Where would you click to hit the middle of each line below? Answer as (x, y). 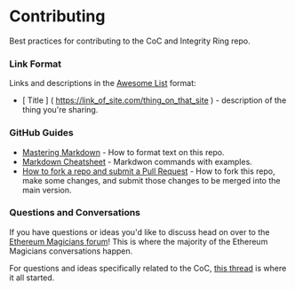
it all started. (32, 278)
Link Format (36, 64)
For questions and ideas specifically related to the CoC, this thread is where (148, 268)
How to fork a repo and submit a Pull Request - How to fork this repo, (148, 171)
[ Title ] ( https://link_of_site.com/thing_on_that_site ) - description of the (154, 100)
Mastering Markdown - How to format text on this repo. (123, 152)
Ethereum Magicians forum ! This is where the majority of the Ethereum (139, 241)
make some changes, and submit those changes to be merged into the (151, 180)
